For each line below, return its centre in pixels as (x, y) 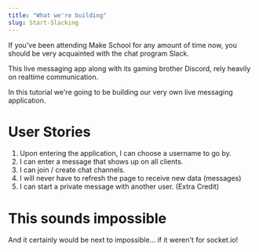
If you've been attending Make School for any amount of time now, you (123, 45)
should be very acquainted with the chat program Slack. (99, 53)
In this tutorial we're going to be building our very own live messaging (120, 92)
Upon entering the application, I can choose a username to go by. (125, 153)
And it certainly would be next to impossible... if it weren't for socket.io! (123, 240)
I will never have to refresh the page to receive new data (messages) (130, 178)
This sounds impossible (88, 218)
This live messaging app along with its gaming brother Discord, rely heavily (129, 68)
